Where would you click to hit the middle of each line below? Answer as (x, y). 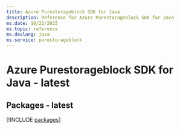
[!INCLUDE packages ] (34, 120)
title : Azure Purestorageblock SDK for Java (63, 12)
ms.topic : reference (32, 29)
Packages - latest (40, 105)
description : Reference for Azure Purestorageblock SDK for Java (90, 18)
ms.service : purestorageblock (44, 40)
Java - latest (38, 83)
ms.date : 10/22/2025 (32, 23)
